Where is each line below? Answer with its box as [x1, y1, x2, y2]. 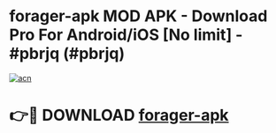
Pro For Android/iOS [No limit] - [9, 25, 243, 45]
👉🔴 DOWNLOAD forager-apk [9, 106, 229, 125]
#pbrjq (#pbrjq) [9, 44, 126, 63]
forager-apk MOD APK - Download [9, 6, 268, 26]
